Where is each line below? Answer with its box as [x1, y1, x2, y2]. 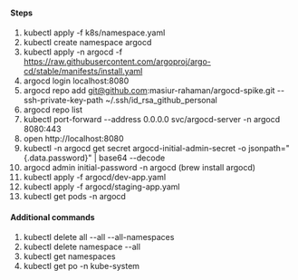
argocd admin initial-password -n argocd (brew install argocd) [23, 162, 256, 173]
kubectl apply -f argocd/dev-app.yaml [23, 172, 167, 183]
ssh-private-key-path [23, 95, 103, 106]
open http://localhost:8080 [23, 133, 125, 144]
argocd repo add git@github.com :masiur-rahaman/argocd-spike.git [23, 85, 275, 96]
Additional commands [10, 211, 95, 222]
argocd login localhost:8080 [23, 75, 130, 86]
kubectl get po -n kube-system [23, 261, 139, 272]
